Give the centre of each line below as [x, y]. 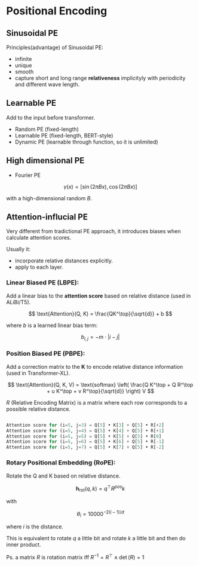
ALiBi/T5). [19, 302]
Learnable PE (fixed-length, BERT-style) [64, 135]
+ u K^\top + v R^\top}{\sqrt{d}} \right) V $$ [100, 391]
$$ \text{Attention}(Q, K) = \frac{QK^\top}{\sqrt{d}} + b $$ [100, 313]
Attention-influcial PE [47, 217]
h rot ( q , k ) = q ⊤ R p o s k [100, 488]
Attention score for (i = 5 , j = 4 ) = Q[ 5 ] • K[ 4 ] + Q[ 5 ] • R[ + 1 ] [85, 431]
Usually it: [19, 249]
